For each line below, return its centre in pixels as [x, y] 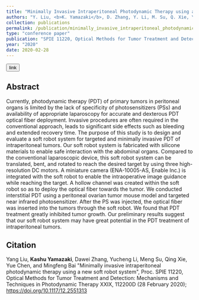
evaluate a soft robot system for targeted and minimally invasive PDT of [93, 139]
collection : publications [38, 22]
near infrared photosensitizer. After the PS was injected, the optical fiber [94, 201]
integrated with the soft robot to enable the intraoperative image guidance [96, 176]
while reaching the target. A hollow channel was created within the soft [93, 182]
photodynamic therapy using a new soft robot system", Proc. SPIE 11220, [95, 272]
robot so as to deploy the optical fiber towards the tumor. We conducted [94, 189]
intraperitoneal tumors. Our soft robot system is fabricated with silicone [93, 145]
